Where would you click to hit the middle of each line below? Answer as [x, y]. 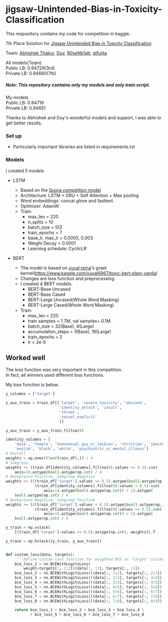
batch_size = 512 [45, 227]
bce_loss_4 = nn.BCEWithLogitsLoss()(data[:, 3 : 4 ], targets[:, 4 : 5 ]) [88, 583]
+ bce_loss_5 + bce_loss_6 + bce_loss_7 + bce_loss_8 [87, 615]
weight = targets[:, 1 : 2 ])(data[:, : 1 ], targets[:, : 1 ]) [82, 569]
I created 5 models [25, 170]
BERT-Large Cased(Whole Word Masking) [71, 305]
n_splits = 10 [41, 222]
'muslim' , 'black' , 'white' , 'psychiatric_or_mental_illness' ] [82, 449]
